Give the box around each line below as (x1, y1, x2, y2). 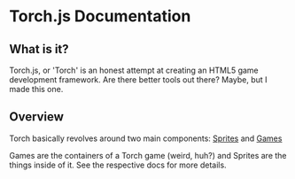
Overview (9, 109, 65, 125)
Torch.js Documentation (9, 6, 191, 27)
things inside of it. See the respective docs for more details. (9, 160, 228, 170)
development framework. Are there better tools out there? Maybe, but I (9, 74, 268, 85)
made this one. (9, 84, 64, 94)
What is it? (9, 42, 69, 57)
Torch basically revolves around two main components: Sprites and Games (9, 133, 283, 144)
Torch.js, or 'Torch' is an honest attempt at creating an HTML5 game (9, 65, 259, 75)
